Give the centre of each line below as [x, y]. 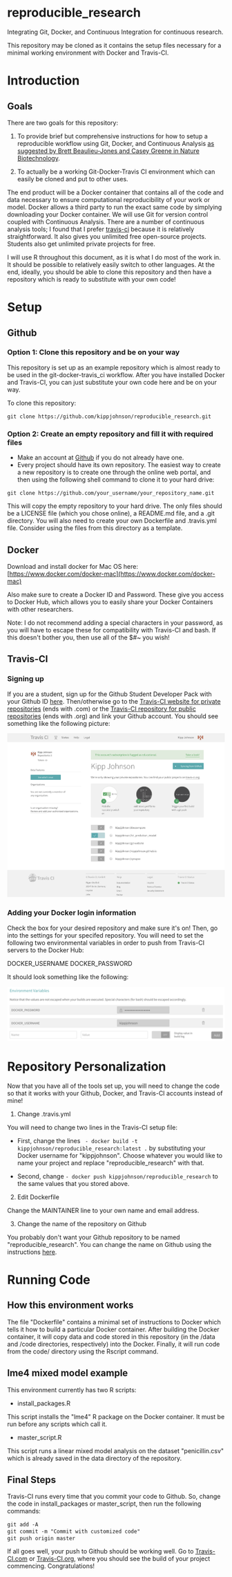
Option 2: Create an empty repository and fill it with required [110, 434]
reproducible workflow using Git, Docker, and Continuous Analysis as [116, 143]
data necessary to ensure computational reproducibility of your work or [109, 199]
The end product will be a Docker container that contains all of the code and [116, 192]
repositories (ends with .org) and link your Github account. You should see [113, 716]
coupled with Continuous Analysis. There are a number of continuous [106, 221]
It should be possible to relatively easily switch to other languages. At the [111, 264]
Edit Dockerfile [38, 1197]
